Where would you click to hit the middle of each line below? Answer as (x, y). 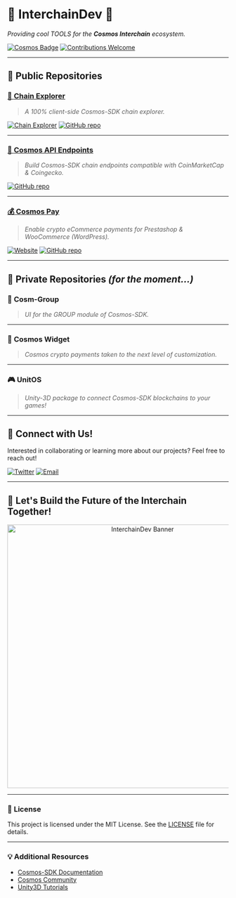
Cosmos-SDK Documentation (60, 872)
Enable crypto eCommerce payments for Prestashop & (104, 229)
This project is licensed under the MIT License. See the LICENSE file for (111, 824)
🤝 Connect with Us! (50, 434)
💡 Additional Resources (48, 857)
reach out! (22, 458)
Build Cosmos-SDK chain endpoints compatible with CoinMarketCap (124, 165)
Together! (29, 511)
